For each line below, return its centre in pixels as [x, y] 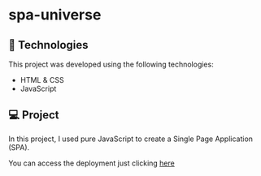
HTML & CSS [42, 80]
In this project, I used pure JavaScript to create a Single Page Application [131, 139]
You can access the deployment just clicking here [91, 163]
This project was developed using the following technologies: [111, 64]
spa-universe [55, 15]
